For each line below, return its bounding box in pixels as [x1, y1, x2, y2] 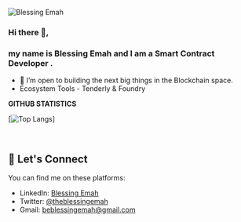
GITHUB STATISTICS [8, 99, 77, 109]
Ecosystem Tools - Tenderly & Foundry [19, 84, 146, 93]
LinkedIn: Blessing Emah [19, 188, 99, 198]
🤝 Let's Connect [8, 152, 88, 166]
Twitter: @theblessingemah [19, 197, 108, 206]
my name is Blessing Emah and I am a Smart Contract [8, 48, 215, 59]
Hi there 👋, [8, 27, 49, 38]
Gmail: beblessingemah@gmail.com [19, 205, 136, 215]
